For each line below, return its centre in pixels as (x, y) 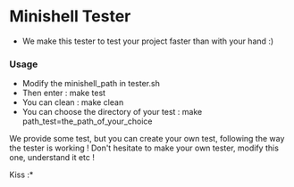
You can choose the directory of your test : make (112, 112)
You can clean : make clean (73, 102)
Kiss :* (21, 175)
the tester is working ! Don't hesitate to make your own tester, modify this (144, 148)
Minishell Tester (70, 16)
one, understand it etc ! (52, 158)
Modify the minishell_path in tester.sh (91, 84)
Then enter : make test (63, 93)
